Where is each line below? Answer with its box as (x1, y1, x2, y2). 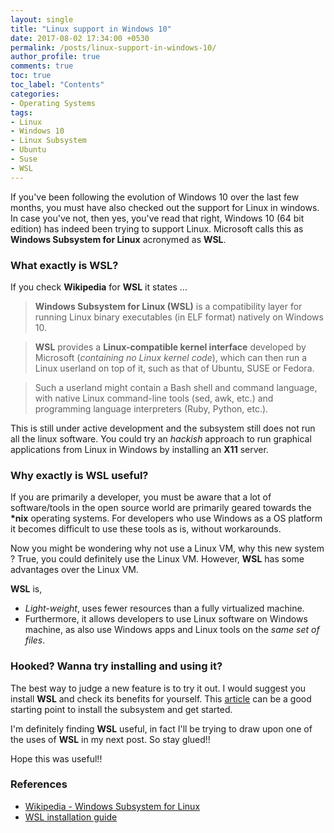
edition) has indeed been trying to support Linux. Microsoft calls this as (10, 222, 304, 235)
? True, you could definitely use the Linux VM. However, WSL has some (10, 553, 305, 565)
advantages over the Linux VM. (10, 564, 139, 576)
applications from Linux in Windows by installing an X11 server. (10, 443, 269, 455)
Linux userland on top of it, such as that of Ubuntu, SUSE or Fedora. (34, 362, 315, 374)
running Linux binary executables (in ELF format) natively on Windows (34, 311, 324, 323)
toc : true (10, 71, 52, 81)
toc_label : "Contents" (10, 80, 105, 90)
